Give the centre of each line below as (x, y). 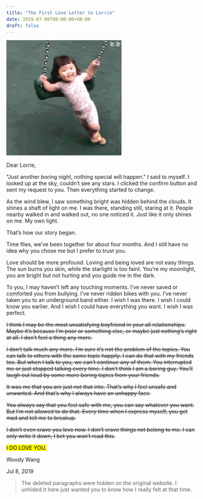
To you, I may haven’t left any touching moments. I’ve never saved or (92, 287)
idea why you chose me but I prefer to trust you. (66, 251)
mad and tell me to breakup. (42, 418)
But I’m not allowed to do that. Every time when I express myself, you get (97, 412)
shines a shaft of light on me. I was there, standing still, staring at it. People (100, 208)
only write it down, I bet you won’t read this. (61, 436)
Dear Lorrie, (21, 165)
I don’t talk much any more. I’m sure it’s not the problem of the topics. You (98, 349)
